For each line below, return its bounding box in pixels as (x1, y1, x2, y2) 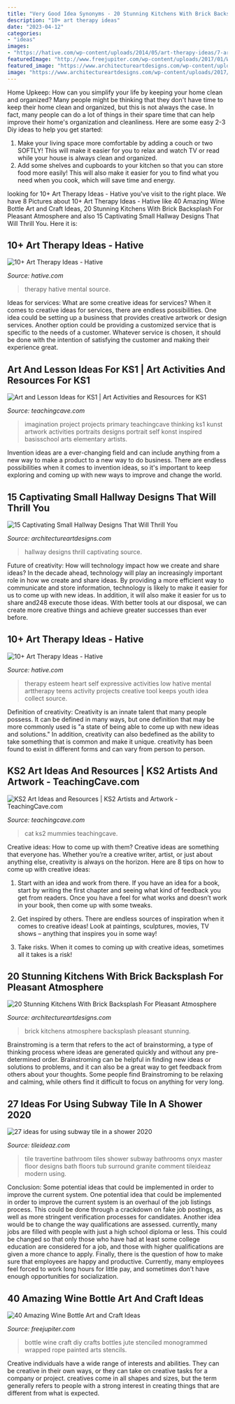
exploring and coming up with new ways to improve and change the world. (7, 471, 222, 479)
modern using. (24, 1170, 66, 1178)
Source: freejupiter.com (7, 1325, 76, 1333)
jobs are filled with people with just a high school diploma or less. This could (7, 1228, 227, 1236)
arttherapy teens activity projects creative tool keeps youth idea (24, 686, 208, 695)
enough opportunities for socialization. (7, 1272, 119, 1281)
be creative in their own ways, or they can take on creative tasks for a (7, 1367, 208, 1375)
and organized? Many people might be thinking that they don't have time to (7, 95, 224, 104)
